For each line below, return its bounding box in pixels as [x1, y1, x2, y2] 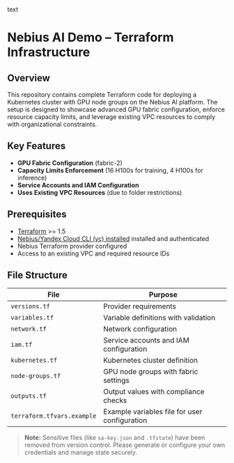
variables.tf [10, 314, 54, 322]
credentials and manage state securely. [24, 448, 138, 457]
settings [103, 375, 130, 385]
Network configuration [103, 324, 178, 334]
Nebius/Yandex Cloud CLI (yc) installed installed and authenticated [17, 234, 210, 242]
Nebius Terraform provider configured [17, 242, 127, 250]
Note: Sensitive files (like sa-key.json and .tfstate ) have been [24, 434, 205, 442]
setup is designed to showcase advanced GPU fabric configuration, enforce [7, 105, 225, 113]
